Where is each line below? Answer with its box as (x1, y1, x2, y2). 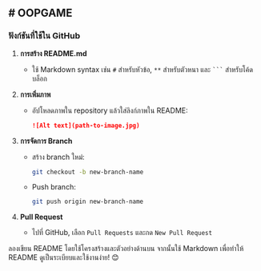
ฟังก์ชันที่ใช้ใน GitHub (8, 30, 81, 42)
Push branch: (31, 182, 76, 192)
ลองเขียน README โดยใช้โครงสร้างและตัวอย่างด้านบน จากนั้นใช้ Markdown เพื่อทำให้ (8, 244, 244, 253)
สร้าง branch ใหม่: (31, 152, 86, 161)
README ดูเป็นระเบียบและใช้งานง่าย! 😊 (8, 253, 119, 262)
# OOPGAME (8, 6, 73, 20)
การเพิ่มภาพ (19, 90, 51, 99)
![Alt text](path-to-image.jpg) (31, 122, 140, 130)
